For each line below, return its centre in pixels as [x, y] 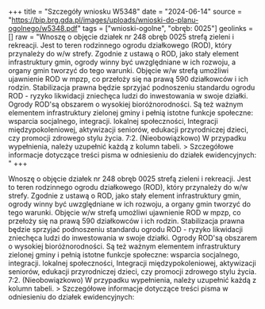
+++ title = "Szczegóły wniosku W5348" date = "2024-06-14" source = [125, 12]
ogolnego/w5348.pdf [43, 28]
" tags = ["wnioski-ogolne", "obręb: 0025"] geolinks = [165, 28]
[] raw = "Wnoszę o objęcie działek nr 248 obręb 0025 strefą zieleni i [121, 37]
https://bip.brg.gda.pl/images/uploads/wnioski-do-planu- [105, 20]
